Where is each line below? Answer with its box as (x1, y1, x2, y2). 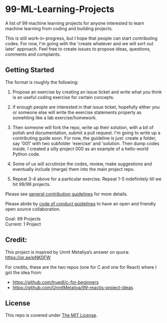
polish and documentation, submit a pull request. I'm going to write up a (12, 130, 161, 136)
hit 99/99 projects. (12, 181, 51, 187)
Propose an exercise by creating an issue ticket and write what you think (12, 89, 162, 95)
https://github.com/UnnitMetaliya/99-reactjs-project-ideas (12, 284, 133, 290)
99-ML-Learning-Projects (5, 4, 115, 15)
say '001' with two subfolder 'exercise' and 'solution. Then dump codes (12, 140, 160, 146)
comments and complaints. (5, 51, 61, 57)
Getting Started (5, 66, 54, 74)
